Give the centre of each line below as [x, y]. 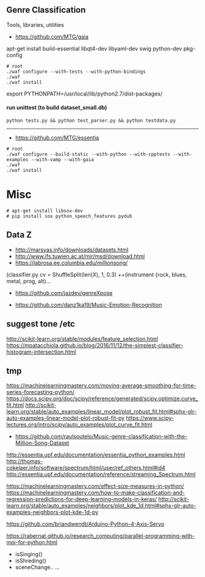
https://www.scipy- [150, 418]
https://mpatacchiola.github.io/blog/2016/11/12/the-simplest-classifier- [95, 345]
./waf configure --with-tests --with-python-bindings [76, 72]
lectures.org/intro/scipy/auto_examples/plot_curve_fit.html [79, 425]
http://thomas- [25, 461]
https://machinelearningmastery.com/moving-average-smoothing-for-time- [101, 385]
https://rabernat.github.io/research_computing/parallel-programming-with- [101, 536]
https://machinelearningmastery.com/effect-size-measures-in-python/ [95, 486]
